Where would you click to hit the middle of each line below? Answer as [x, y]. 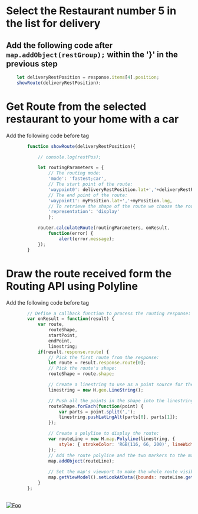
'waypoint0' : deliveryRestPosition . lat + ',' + [104, 190]
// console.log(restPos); [69, 157]
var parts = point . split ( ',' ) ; [97, 412]
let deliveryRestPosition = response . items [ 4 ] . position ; [88, 77]
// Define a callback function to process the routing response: [109, 313]
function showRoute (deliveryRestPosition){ [81, 146]
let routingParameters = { [71, 168]
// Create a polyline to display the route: [104, 434]
